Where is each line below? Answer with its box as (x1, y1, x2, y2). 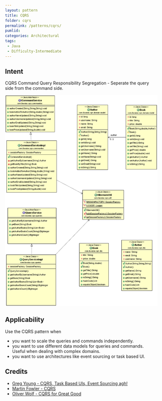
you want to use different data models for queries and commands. (12, 343, 144, 349)
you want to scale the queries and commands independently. (12, 338, 134, 344)
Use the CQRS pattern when (5, 328, 61, 334)
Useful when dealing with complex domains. (12, 348, 101, 354)
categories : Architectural (5, 33, 59, 38)
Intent (5, 67, 23, 76)
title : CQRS (5, 13, 29, 18)
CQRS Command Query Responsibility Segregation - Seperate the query (5, 80, 149, 86)
